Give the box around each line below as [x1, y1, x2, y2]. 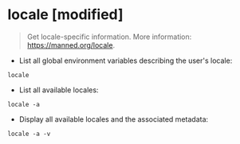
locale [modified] [7, 6, 124, 24]
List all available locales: [18, 85, 99, 95]
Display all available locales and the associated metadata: [18, 114, 209, 124]
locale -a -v [7, 130, 51, 138]
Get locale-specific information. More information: [26, 32, 192, 41]
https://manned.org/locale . [26, 40, 116, 49]
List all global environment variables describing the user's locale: [18, 56, 233, 65]
